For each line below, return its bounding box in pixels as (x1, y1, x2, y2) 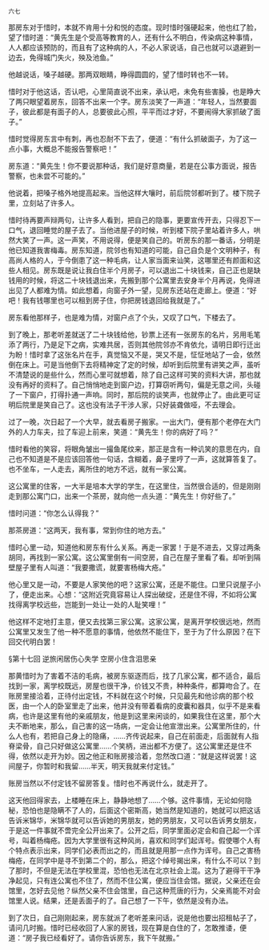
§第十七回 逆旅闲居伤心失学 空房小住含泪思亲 (8, 654, 157, 663)
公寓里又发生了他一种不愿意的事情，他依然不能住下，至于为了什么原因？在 (8, 627, 254, 636)
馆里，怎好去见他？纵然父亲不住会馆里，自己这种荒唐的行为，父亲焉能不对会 (8, 886, 261, 895)
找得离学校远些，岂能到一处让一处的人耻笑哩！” (8, 600, 167, 609)
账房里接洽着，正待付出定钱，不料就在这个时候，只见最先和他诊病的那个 (8, 691, 247, 700)
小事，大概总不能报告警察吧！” (14, 144, 118, 153)
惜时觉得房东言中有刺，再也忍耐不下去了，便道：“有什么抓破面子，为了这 (8, 134, 251, 143)
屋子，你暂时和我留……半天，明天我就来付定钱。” (14, 761, 175, 771)
